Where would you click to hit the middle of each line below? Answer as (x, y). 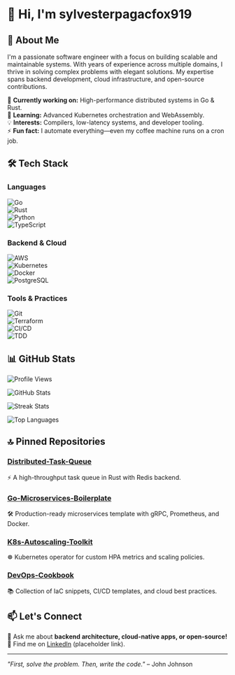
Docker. (19, 524)
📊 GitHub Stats (41, 358)
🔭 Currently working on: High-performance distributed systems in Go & (111, 100)
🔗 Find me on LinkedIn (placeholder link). (66, 644)
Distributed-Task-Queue (50, 462)
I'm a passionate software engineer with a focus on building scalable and (113, 57)
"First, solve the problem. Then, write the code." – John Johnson (100, 665)
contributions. (27, 86)
